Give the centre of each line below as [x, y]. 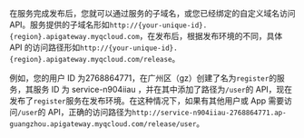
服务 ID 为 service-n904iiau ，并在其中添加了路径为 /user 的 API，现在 [163, 89]
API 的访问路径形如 [45, 47]
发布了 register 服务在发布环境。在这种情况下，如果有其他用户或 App [138, 101]
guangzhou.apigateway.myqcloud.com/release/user [103, 124]
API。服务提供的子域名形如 [60, 25]
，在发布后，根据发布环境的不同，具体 [211, 36]
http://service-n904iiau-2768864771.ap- [210, 113]
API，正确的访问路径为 [90, 112]
